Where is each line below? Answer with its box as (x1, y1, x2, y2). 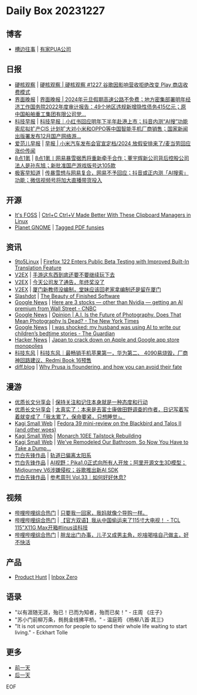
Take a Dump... (14, 445, 52, 452)
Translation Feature (14, 264, 62, 271)
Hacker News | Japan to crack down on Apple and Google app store (14, 336, 180, 343)
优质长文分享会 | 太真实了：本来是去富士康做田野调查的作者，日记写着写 (14, 406, 189, 413)
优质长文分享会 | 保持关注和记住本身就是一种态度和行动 (14, 399, 148, 406)
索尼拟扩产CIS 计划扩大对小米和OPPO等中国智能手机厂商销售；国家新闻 (14, 125, 188, 132)
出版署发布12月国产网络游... (14, 132, 81, 139)
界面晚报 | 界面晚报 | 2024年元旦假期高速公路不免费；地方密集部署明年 (14, 96, 186, 103)
